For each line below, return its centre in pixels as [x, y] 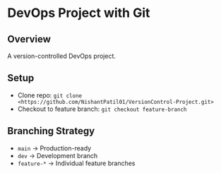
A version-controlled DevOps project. [62, 56]
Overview [29, 39]
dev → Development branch [58, 155]
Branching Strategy [51, 131]
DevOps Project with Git [79, 13]
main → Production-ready [54, 148]
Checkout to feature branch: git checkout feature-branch [102, 109]
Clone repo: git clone [50, 95]
